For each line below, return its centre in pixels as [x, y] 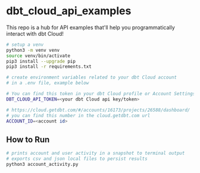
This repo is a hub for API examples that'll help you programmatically [91, 27]
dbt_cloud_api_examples [69, 11]
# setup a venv [25, 45]
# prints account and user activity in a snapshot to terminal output [96, 153]
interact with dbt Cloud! [35, 33]
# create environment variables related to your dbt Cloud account [92, 78]
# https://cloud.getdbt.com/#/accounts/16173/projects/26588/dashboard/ [98, 110]
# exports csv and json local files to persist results [77, 159]
